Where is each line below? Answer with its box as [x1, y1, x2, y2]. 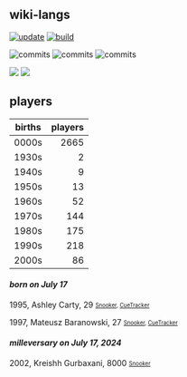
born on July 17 [9, 279, 68, 290]
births [14, 121, 42, 133]
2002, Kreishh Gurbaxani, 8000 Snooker [9, 358, 151, 369]
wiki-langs [9, 7, 70, 23]
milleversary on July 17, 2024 [9, 337, 122, 348]
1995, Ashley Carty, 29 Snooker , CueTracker [9, 299, 150, 310]
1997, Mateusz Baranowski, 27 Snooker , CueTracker [9, 316, 178, 327]
